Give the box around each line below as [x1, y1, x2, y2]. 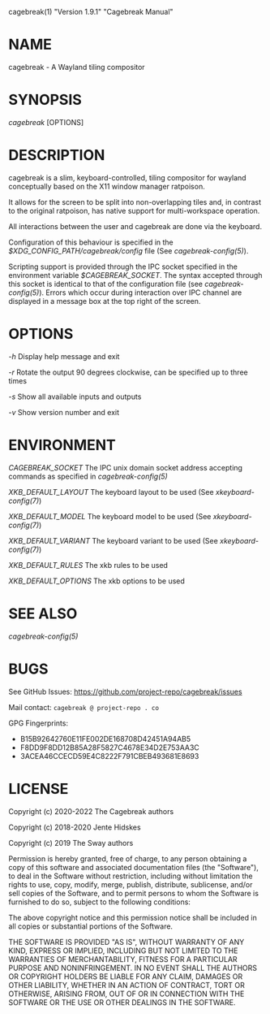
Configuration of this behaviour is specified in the [8, 237, 174, 247]
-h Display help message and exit [8, 351, 120, 361]
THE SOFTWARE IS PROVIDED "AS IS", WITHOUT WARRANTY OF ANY [8, 937, 245, 947]
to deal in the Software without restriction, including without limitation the [8, 871, 253, 881]
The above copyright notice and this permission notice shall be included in [8, 912, 257, 922]
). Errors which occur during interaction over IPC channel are [39, 288, 242, 297]
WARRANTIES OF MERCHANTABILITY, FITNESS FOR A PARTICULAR [8, 954, 238, 964]
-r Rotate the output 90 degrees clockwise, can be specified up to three [8, 367, 249, 377]
